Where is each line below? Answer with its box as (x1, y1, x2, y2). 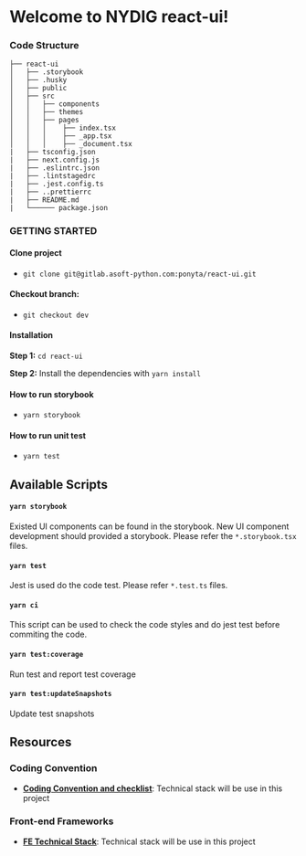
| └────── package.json (9, 204, 108, 213)
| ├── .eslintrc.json (9, 164, 100, 173)
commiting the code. (9, 629, 88, 640)
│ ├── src (9, 91, 55, 101)
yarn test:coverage (9, 650, 84, 660)
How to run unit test (9, 429, 87, 440)
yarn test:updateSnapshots (9, 690, 112, 699)
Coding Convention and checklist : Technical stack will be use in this (22, 783, 283, 794)
